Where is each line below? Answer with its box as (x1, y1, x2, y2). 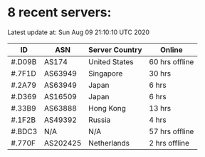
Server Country (88, 44, 142, 54)
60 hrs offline (149, 56, 194, 66)
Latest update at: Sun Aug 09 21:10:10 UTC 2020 (7, 28, 150, 36)
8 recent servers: (7, 4, 112, 21)
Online (159, 44, 183, 54)
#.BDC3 (11, 126, 38, 136)
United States (88, 56, 134, 66)
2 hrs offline (149, 138, 190, 148)
